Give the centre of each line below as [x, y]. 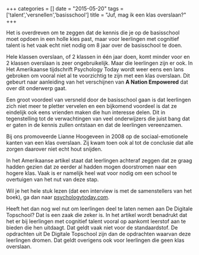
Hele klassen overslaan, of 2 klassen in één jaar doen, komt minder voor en [98, 57]
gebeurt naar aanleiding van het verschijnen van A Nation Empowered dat [97, 82]
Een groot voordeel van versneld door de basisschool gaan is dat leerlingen [99, 100]
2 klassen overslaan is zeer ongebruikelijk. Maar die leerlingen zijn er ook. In [99, 63]
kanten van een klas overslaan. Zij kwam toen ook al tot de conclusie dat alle [100, 143]
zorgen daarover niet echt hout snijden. [54, 149]
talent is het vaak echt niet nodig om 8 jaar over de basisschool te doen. [94, 45]
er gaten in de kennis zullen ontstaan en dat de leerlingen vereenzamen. [94, 125]
